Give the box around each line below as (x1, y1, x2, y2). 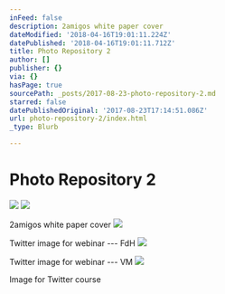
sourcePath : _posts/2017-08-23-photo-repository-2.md (9, 89, 217, 98)
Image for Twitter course (9, 273, 101, 285)
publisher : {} (9, 64, 63, 73)
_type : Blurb (9, 123, 59, 132)
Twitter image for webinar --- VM (9, 256, 134, 267)
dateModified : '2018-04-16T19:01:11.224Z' (9, 30, 172, 39)
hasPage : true (9, 81, 63, 90)
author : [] (9, 55, 51, 64)
